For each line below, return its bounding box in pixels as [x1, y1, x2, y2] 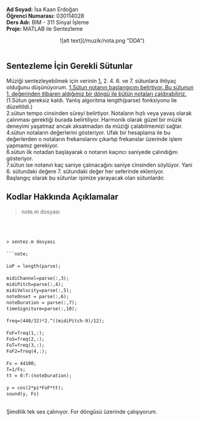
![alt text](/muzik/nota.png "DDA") [60, 37, 145, 44]
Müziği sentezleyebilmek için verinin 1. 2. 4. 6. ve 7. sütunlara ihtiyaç [6, 77, 176, 85]
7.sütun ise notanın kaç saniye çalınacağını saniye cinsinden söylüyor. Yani [6, 161, 193, 169]
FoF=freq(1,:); [6, 330, 45, 336]
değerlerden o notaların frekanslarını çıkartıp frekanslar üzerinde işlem [6, 135, 182, 142]
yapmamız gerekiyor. [6, 142, 59, 149]
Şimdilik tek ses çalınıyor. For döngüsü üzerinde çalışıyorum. [6, 408, 158, 415]
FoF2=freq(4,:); [6, 348, 47, 354]
